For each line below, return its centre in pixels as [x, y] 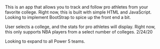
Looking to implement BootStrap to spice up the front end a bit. [68, 17]
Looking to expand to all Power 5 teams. [45, 41]
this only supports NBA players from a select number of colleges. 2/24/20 [79, 32]
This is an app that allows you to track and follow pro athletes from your [77, 7]
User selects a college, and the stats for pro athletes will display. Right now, [80, 27]
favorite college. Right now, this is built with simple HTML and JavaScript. [78, 12]
